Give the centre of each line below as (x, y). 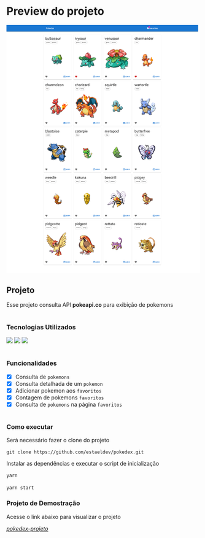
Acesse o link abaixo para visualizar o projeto (64, 517)
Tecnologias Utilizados (41, 327)
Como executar (30, 427)
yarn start (20, 488)
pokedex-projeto (27, 528)
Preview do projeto (55, 11)
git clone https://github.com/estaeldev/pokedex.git (75, 452)
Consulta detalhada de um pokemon (59, 383)
